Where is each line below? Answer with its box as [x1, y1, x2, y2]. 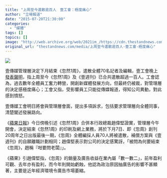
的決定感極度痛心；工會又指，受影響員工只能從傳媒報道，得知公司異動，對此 [5, 86, 162, 92]
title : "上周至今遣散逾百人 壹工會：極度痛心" [5, 7, 92, 12]
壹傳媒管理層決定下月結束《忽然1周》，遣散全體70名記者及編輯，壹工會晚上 [5, 67, 158, 73]
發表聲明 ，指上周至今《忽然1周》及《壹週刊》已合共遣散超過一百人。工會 [5, 74, 155, 80]
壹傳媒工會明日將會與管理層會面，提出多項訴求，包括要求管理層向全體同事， [5, 103, 162, 109]
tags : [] [5, 30, 23, 35]
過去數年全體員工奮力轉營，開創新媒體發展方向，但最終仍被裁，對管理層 [13, 80, 162, 86]
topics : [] [5, 35, 28, 40]
